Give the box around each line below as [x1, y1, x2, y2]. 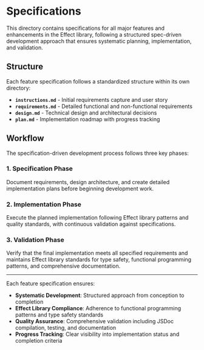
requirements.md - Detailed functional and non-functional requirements [15, 102, 193, 110]
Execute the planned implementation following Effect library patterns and [6, 214, 189, 221]
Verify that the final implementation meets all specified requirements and [6, 249, 188, 257]
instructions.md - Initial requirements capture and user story [15, 96, 168, 103]
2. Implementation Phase [6, 200, 82, 209]
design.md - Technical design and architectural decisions [15, 109, 157, 116]
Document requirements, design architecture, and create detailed [6, 178, 170, 185]
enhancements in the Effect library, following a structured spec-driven [6, 30, 182, 38]
